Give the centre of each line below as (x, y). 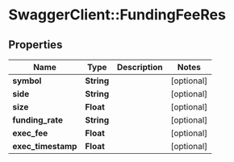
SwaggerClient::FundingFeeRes (117, 15)
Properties (36, 45)
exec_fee (30, 133)
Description (140, 67)
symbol (27, 81)
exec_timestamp (45, 146)
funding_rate (38, 120)
